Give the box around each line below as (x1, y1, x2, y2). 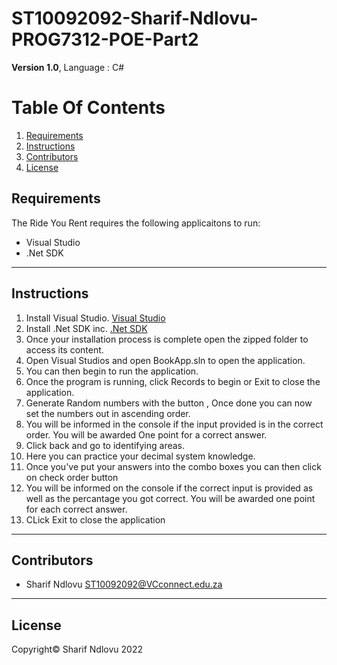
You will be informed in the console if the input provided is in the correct (25, 418, 324, 430)
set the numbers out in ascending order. (25, 407, 191, 419)
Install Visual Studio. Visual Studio (25, 312, 166, 324)
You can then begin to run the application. (25, 365, 199, 377)
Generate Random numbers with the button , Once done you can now (25, 397, 313, 409)
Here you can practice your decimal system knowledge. (25, 450, 256, 462)
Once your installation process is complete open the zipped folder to (25, 333, 309, 345)
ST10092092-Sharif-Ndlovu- (11, 7, 259, 30)
